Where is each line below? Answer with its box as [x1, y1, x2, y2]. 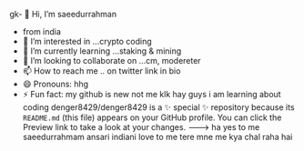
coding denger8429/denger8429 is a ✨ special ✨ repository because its [22, 102, 295, 113]
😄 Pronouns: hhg [22, 78, 89, 89]
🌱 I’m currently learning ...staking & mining [22, 45, 182, 56]
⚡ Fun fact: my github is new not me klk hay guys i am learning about [22, 89, 281, 99]
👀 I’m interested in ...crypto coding [22, 36, 152, 46]
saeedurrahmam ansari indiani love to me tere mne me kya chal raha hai [22, 132, 293, 142]
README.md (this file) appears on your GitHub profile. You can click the [22, 112, 282, 123]
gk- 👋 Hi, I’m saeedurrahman [9, 9, 117, 19]
